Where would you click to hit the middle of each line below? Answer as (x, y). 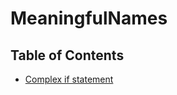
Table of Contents (67, 55)
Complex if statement (69, 79)
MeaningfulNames (89, 18)
